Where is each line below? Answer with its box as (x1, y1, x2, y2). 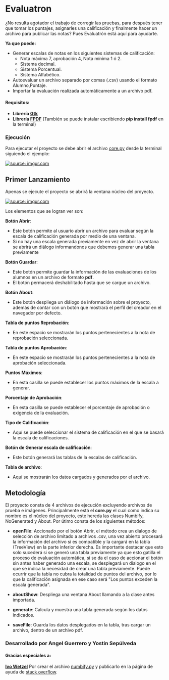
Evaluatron (5, 3, 52, 15)
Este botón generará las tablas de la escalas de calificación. (12, 455, 137, 461)
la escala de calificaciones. (12, 435, 69, 441)
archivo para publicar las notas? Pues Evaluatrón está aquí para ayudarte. (5, 30, 158, 36)
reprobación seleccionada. (12, 335, 69, 341)
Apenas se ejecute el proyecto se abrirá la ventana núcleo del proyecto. (5, 189, 155, 195)
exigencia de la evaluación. (12, 410, 69, 416)
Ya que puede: (5, 40, 36, 46)
